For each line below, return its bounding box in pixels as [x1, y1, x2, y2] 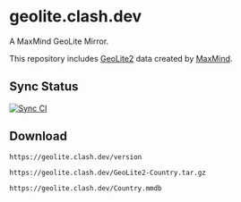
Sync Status [9, 79, 79, 95]
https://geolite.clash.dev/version [9, 152, 142, 162]
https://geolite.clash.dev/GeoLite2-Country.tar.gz [9, 168, 206, 177]
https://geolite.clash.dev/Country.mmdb [9, 183, 163, 193]
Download [9, 129, 67, 144]
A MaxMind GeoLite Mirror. [9, 36, 109, 46]
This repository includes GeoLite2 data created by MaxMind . [9, 53, 233, 63]
